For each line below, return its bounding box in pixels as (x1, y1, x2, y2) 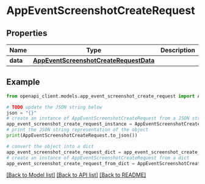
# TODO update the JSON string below (6, 104, 103, 110)
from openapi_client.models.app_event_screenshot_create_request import (6, 93, 195, 99)
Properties (6, 28, 48, 38)
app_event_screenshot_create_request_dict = (6, 149, 121, 155)
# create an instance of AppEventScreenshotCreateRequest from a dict (6, 155, 190, 161)
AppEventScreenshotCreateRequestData (32, 56, 155, 65)
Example (6, 77, 40, 87)
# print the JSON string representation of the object (6, 127, 149, 133)
